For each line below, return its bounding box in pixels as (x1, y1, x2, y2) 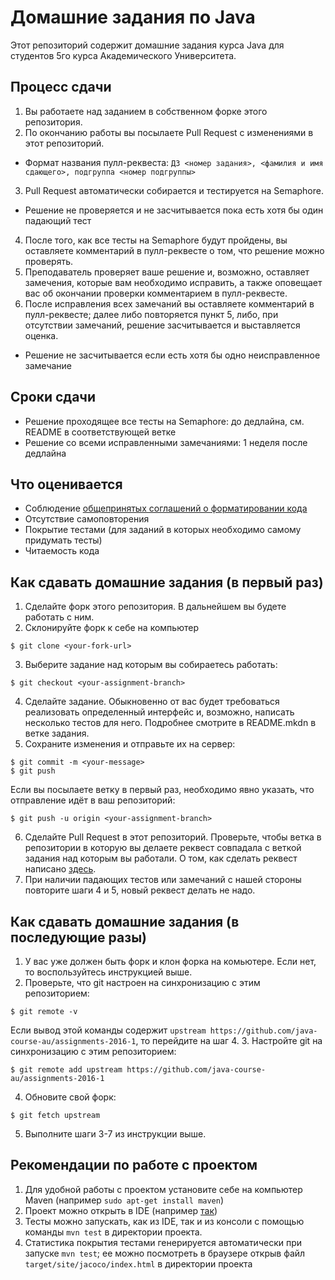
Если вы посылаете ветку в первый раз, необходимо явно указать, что (10, 784, 315, 796)
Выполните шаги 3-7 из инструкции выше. (24, 1128, 207, 1140)
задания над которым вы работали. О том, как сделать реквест (24, 852, 298, 865)
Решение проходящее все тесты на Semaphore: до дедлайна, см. (24, 415, 305, 427)
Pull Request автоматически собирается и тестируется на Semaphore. (24, 184, 324, 196)
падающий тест (24, 214, 92, 226)
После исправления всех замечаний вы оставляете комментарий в (24, 297, 315, 310)
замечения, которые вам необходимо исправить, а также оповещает (24, 276, 323, 288)
